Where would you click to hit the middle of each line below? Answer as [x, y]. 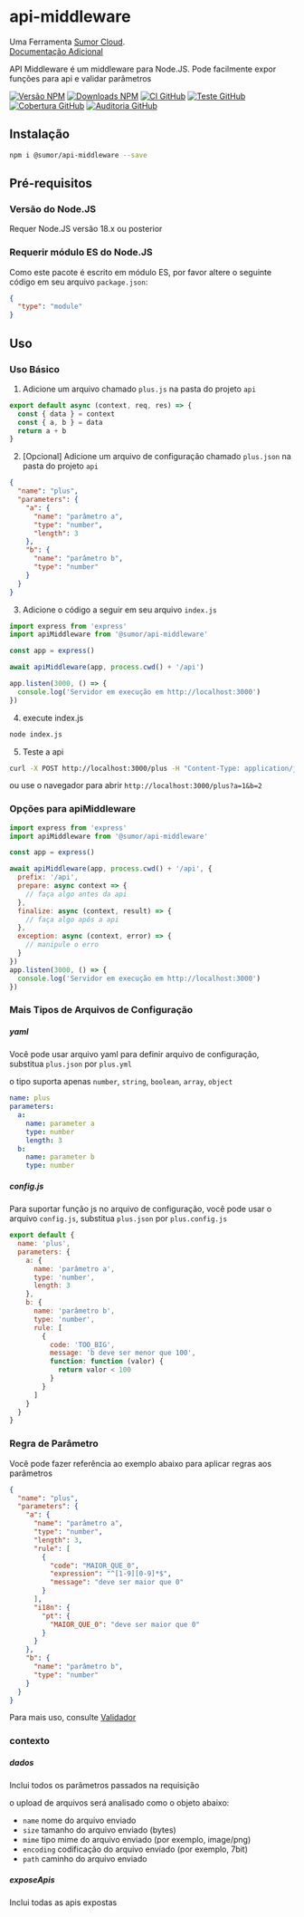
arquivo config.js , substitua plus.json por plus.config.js [119, 1219]
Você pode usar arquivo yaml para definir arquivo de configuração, [134, 1055]
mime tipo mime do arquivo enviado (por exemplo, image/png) [137, 1840]
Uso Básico [35, 369]
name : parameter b [60, 1157]
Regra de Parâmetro [54, 1444]
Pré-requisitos [51, 183]
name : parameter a [60, 1123]
